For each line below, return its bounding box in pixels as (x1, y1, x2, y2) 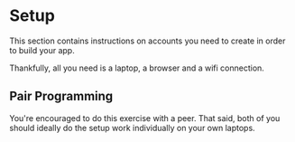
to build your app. (9, 44, 75, 55)
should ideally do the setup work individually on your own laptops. (9, 122, 255, 133)
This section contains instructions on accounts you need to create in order (9, 35, 286, 46)
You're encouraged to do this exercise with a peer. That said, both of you (9, 112, 281, 123)
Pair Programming (9, 89, 114, 104)
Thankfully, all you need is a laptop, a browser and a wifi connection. (9, 62, 264, 73)
